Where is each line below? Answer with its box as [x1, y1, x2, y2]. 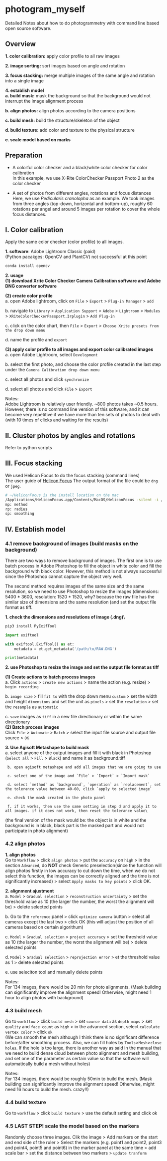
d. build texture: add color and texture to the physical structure [5, 127, 135, 133]
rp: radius [5, 507, 28, 512]
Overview [5, 40, 36, 48]
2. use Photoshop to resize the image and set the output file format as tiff [5, 664, 159, 670]
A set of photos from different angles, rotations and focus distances [12, 190, 152, 196]
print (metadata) [5, 655, 39, 660]
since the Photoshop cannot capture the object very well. [5, 573, 123, 580]
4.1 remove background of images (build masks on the [5, 540, 138, 547]
